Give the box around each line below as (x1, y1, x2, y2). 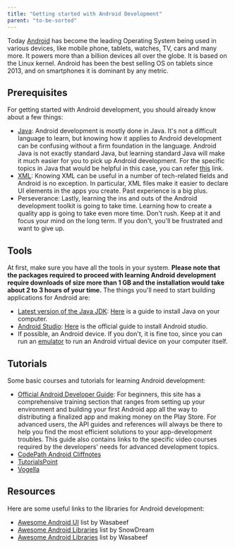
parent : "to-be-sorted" (7, 17, 78, 24)
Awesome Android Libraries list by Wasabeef (17, 532, 148, 541)
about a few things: (7, 113, 64, 121)
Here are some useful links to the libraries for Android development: (7, 504, 205, 513)
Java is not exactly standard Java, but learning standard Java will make (17, 149, 226, 157)
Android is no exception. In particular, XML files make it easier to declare (17, 179, 229, 188)
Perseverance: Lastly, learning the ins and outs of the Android (17, 194, 198, 203)
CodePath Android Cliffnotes (17, 450, 102, 458)
